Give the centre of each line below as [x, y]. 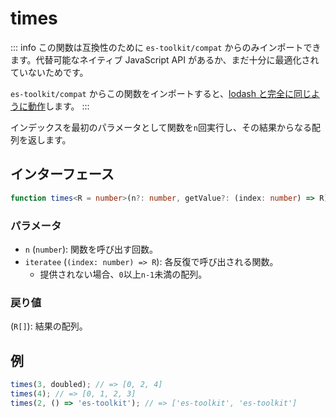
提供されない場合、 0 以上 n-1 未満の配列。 [123, 274]
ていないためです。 [49, 72]
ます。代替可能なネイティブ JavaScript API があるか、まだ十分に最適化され [165, 59]
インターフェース [62, 174]
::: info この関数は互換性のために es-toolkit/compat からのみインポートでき [166, 47]
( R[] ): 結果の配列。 [49, 326]
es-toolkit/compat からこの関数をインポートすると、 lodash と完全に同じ [161, 93]
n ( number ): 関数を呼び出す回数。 [91, 249]
